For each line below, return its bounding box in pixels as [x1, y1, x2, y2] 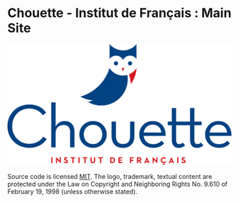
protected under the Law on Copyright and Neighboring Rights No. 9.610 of [7, 180, 228, 189]
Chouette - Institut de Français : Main [7, 5, 232, 21]
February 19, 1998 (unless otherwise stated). [7, 187, 138, 196]
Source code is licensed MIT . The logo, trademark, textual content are [7, 172, 213, 181]
